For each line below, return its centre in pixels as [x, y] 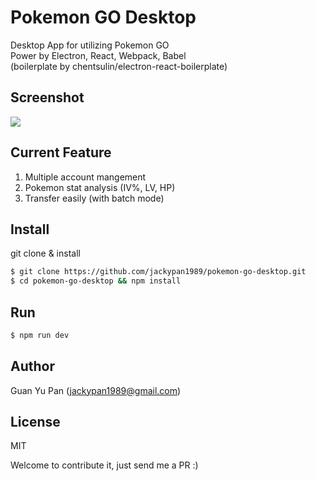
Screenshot [47, 97]
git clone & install [45, 253]
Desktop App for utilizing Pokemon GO [90, 45]
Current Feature [61, 152]
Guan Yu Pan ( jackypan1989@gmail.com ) [96, 390]
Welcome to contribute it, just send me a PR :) [104, 465]
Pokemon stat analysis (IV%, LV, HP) [100, 187]
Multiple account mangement [85, 177]
